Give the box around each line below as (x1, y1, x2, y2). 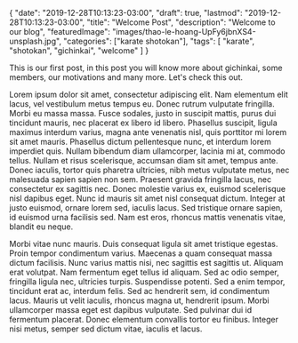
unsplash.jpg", (9, 36, 62, 46)
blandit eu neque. (9, 221, 74, 232)
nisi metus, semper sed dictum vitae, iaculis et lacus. (9, 323, 203, 334)
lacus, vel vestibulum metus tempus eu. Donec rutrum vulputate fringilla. (9, 99, 275, 109)
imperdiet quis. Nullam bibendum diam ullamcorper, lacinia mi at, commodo (9, 146, 286, 156)
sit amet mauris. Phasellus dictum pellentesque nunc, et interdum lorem (9, 137, 271, 147)
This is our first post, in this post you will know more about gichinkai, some (9, 62, 283, 73)
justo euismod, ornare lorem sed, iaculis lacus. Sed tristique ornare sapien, (9, 203, 283, 212)
